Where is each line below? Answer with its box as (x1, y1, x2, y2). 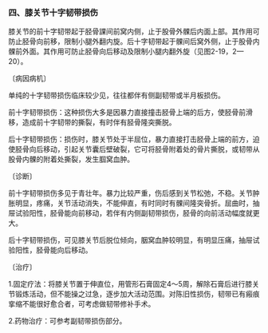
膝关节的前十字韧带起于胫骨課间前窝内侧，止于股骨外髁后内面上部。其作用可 (8, 26, 260, 37)
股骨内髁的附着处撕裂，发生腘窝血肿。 (8, 154, 134, 165)
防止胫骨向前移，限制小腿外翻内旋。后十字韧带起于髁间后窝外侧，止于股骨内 (8, 37, 260, 46)
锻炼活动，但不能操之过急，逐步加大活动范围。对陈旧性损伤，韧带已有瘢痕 (14, 289, 260, 299)
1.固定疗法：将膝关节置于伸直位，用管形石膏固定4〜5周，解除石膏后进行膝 (8, 279, 253, 289)
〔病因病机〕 (8, 73, 50, 83)
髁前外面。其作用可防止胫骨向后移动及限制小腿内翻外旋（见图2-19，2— (8, 46, 244, 57)
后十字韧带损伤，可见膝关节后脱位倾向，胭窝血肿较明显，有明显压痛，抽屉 (8, 236, 253, 245)
